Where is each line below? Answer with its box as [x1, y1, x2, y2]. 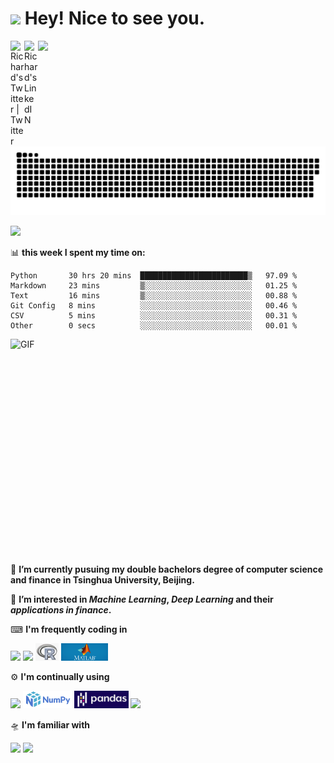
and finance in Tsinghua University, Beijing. [10, 573, 195, 586]
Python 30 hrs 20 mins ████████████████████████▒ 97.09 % [10, 270, 298, 281]
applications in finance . [10, 603, 112, 616]
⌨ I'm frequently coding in [10, 623, 128, 635]
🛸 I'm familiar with [10, 718, 91, 731]
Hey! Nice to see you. [24, 7, 206, 30]
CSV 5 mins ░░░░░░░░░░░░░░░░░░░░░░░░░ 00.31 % [10, 310, 298, 321]
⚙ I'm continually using [10, 670, 110, 682]
